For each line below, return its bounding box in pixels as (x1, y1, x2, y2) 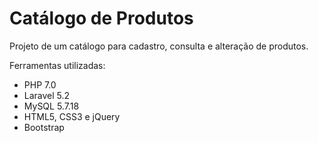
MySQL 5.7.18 (23, 100, 80, 112)
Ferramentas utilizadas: (9, 59, 106, 71)
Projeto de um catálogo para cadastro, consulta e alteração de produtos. (9, 40, 309, 52)
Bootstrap (23, 121, 65, 133)
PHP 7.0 (23, 78, 57, 91)
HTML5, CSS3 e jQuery (23, 110, 121, 122)
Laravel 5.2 (23, 89, 71, 101)
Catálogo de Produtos (9, 7, 194, 30)
